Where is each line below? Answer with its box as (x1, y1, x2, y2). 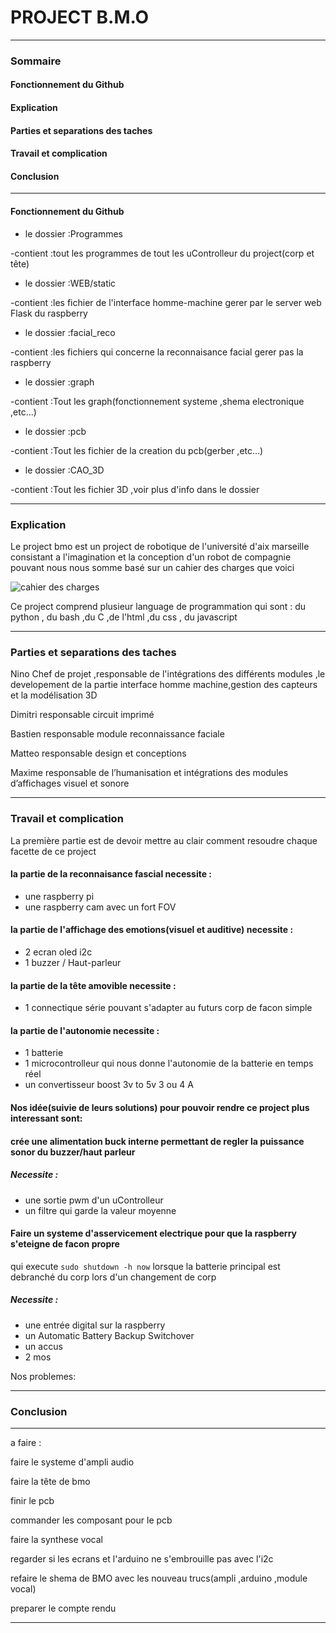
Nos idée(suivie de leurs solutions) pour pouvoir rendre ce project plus (10, 1101, 310, 1113)
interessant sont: (10, 1112, 83, 1124)
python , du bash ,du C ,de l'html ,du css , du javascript (10, 611, 238, 623)
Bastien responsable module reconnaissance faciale (10, 728, 225, 740)
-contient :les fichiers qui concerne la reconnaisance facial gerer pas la (10, 346, 304, 358)
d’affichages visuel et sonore (10, 777, 130, 790)
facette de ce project (10, 845, 97, 857)
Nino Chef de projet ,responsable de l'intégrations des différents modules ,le (10, 668, 326, 680)
